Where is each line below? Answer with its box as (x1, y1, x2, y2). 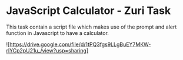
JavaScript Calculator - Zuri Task (6, 4, 171, 17)
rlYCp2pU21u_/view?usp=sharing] (6, 47, 89, 54)
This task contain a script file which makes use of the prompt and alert (6, 23, 177, 30)
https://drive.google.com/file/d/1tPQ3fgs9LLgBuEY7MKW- (9, 41, 151, 48)
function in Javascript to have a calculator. (6, 29, 109, 36)
